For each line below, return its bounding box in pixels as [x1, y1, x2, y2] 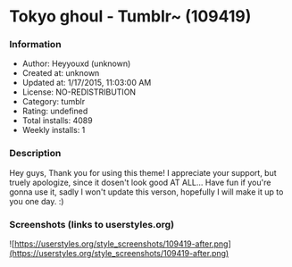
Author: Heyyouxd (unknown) [21, 58, 131, 69]
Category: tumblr [21, 96, 86, 107]
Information [9, 38, 62, 51]
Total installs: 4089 [21, 115, 93, 126]
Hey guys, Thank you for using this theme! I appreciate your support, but [9, 167, 277, 178]
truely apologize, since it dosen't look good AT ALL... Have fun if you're [9, 177, 271, 188]
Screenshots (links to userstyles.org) [9, 218, 175, 230]
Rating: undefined [21, 105, 88, 117]
